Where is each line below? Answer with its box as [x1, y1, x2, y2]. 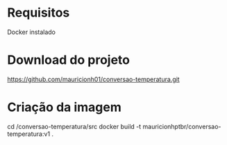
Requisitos [7, 5, 70, 21]
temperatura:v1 [7, 130, 51, 138]
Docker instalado [7, 28, 56, 36]
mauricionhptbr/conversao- [142, 122, 221, 130]
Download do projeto [7, 52, 131, 68]
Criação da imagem [7, 99, 121, 115]
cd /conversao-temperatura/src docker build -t [7, 122, 142, 130]
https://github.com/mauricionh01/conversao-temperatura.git [7, 75, 180, 83]
